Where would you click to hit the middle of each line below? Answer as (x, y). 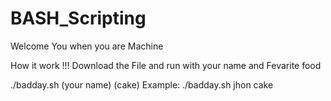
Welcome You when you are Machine (87, 46)
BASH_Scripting (78, 18)
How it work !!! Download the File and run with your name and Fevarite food (166, 65)
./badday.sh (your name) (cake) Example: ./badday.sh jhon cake (142, 84)
